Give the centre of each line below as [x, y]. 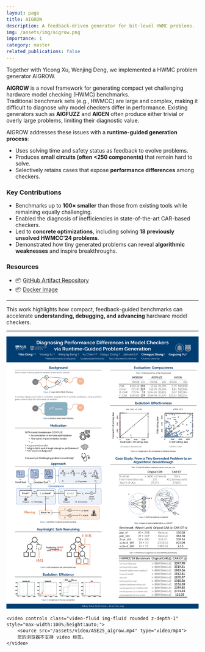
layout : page [23, 13]
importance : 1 [24, 39]
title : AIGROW [24, 19]
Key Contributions [34, 192]
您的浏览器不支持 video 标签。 [52, 637]
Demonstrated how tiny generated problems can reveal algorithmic [100, 245]
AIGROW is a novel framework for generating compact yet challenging [95, 88]
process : [18, 139]
